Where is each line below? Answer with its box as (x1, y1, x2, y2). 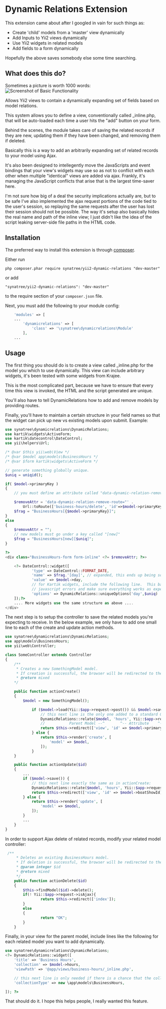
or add (5, 274, 19, 281)
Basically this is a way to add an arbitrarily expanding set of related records (5, 147, 159, 153)
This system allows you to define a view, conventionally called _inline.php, (5, 112, 156, 118)
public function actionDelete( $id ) (14, 878, 87, 883)
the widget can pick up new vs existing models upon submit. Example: (5, 417, 148, 423)
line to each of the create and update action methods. (5, 625, 115, 631)
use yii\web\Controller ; (5, 643, 56, 648)
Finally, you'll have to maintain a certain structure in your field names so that (5, 412, 161, 418)
